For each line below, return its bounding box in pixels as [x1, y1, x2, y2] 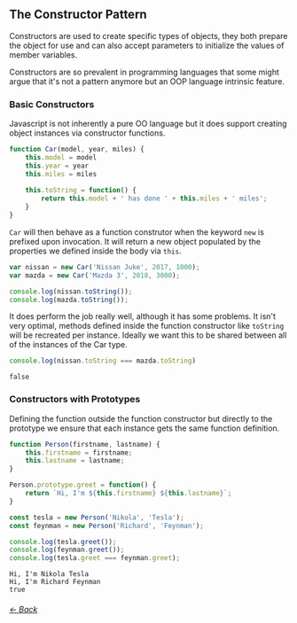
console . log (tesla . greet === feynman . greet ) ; [9, 554, 180, 563]
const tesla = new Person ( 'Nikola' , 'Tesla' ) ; [9, 513, 184, 522]
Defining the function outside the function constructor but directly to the [9, 413, 273, 424]
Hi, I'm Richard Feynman [9, 578, 101, 587]
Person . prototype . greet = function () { [9, 480, 157, 490]
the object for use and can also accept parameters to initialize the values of [9, 40, 285, 51]
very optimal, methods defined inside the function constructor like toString [9, 321, 285, 331]
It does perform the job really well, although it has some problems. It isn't [9, 311, 277, 322]
